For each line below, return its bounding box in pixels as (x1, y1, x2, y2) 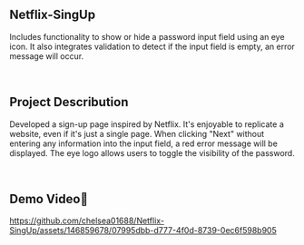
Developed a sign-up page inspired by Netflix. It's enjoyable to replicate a (9, 118, 284, 130)
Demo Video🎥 (9, 191, 89, 207)
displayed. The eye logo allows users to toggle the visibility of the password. (9, 147, 295, 158)
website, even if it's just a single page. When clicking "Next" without (9, 128, 265, 139)
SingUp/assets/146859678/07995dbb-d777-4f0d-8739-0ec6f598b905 (9, 225, 277, 236)
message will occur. (9, 50, 84, 62)
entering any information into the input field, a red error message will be (9, 138, 279, 149)
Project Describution (9, 94, 129, 110)
